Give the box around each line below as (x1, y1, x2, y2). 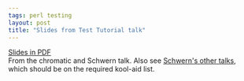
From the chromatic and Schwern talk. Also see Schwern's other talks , (8, 56, 236, 65)
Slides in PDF (8, 48, 51, 57)
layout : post (8, 19, 51, 27)
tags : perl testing (8, 11, 72, 20)
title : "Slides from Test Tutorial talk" (8, 26, 146, 34)
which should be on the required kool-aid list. (8, 64, 155, 74)
